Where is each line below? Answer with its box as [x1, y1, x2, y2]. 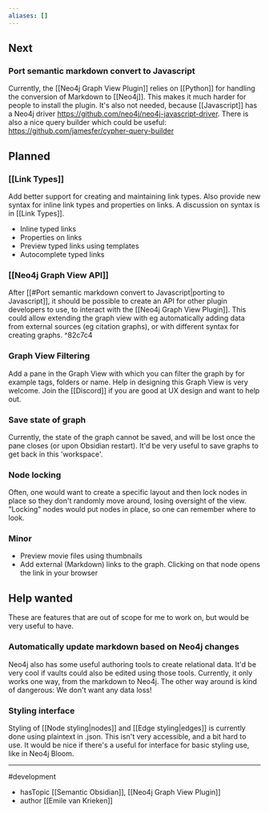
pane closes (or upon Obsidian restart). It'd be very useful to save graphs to [8, 441, 259, 450]
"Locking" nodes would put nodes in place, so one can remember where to [8, 505, 256, 514]
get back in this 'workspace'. [8, 449, 103, 459]
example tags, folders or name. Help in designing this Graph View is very [8, 377, 248, 387]
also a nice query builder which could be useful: [8, 118, 167, 127]
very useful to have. [8, 622, 74, 631]
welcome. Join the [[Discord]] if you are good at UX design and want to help [8, 385, 260, 395]
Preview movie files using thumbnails [19, 551, 143, 561]
